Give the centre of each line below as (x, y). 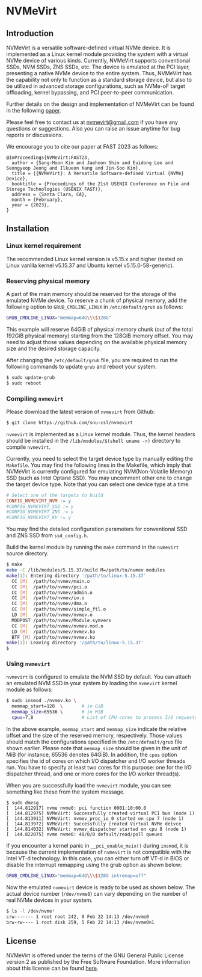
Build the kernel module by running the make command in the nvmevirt (93, 547)
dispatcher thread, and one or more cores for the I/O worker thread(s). (93, 774)
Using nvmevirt (28, 664)
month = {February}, (37, 200)
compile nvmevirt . (29, 447)
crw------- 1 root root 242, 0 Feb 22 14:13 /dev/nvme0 (78, 917)
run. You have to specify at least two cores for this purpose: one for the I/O (99, 767)
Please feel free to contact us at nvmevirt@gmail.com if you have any (92, 122)
